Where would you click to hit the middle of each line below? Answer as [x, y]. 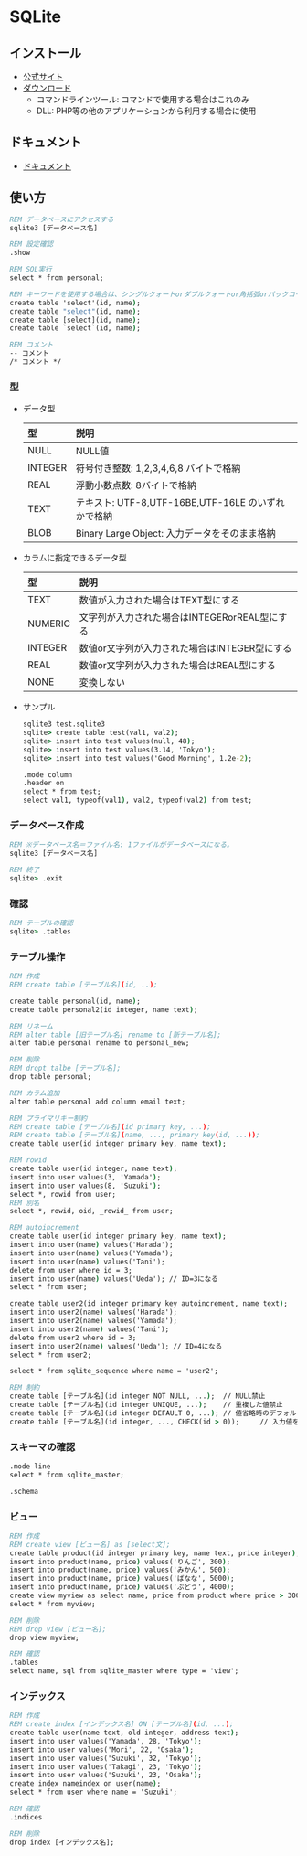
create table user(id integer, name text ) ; [94, 1169]
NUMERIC [49, 624]
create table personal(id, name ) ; [75, 1001]
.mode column [48, 774]
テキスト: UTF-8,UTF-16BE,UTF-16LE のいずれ [180, 503]
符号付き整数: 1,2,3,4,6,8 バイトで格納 [158, 468]
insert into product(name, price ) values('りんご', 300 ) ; [120, 1562]
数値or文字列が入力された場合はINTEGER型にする [185, 648]
